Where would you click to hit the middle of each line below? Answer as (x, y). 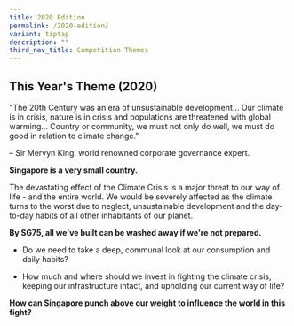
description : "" (39, 42)
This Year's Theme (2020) (83, 86)
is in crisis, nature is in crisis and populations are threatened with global (140, 117)
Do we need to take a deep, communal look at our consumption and (146, 250)
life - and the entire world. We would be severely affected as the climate (141, 197)
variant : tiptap (39, 34)
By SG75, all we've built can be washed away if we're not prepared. (135, 232)
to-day (21, 215)
